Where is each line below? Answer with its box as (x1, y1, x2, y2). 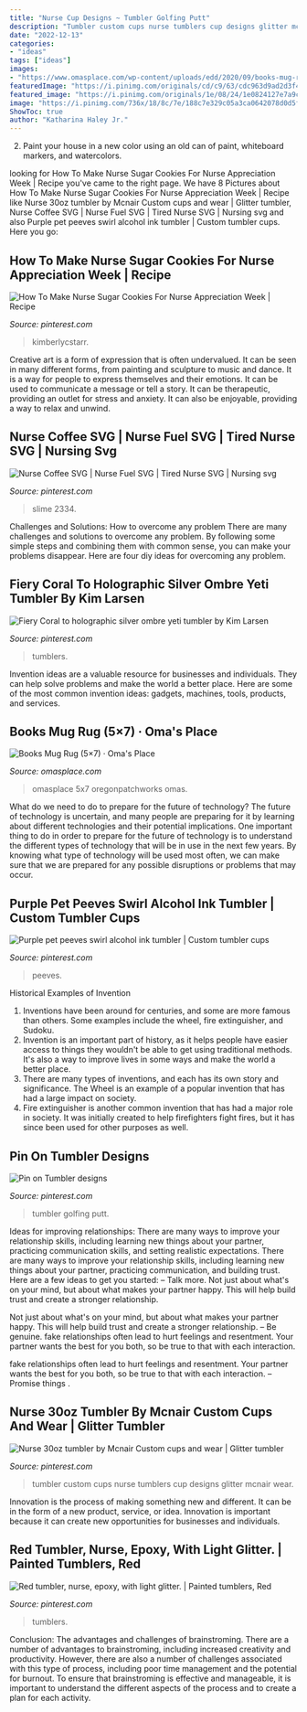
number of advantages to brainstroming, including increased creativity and (9, 1643, 291, 1654)
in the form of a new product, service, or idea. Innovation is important (9, 1505, 271, 1516)
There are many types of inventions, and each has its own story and (22, 1074, 279, 1085)
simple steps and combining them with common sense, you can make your (9, 540, 291, 551)
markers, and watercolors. (22, 150, 122, 161)
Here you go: (9, 226, 58, 238)
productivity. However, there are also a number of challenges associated (9, 1653, 283, 1664)
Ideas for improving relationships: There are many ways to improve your (9, 1226, 281, 1236)
